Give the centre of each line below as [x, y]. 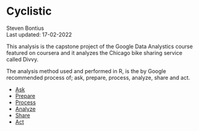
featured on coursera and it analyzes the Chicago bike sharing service [94, 52]
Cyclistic [29, 11]
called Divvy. [22, 59]
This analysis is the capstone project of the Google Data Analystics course [100, 46]
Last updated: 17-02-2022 [39, 34]
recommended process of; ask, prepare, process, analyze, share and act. [98, 77]
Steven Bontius [25, 28]
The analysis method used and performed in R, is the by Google [86, 71]
